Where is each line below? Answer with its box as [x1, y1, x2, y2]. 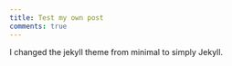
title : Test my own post [9, 13, 104, 23]
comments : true [9, 22, 68, 31]
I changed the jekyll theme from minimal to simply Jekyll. [9, 46, 224, 57]
